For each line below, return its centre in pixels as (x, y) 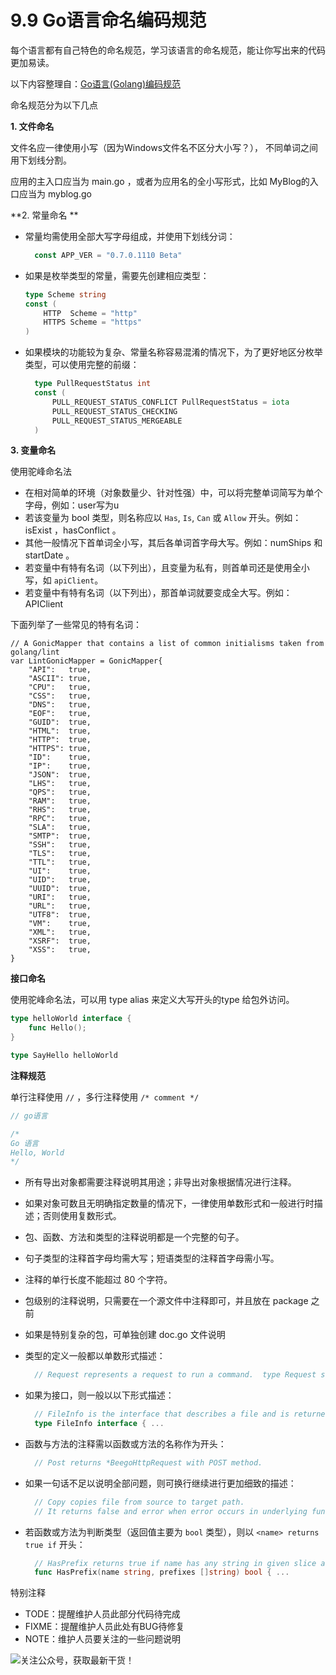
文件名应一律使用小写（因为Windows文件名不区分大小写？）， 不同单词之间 (164, 147)
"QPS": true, (60, 792)
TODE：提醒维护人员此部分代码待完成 (102, 1614)
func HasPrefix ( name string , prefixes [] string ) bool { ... (162, 1572)
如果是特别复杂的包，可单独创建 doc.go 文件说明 (125, 1335)
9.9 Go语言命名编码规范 (108, 20)
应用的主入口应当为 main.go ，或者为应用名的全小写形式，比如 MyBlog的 (160, 181)
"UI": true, (60, 871)
